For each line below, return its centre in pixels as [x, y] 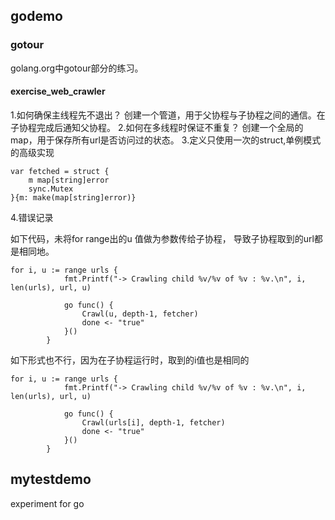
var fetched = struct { [60, 171]
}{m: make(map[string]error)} [73, 197]
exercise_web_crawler [58, 91]
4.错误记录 [32, 217]
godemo [36, 16]
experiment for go [47, 503]
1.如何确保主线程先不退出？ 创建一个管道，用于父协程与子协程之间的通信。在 [168, 115]
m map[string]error [69, 180]
